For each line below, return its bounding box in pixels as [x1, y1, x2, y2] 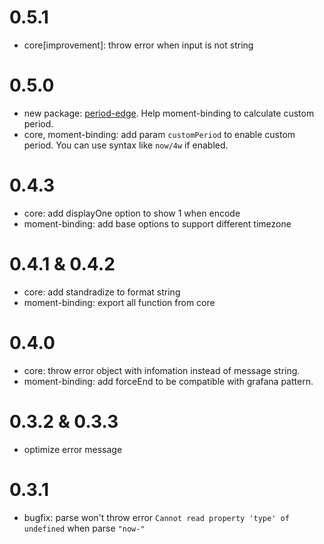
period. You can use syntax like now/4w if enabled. [23, 139, 229, 151]
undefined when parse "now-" [23, 522, 146, 534]
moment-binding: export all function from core [23, 296, 216, 308]
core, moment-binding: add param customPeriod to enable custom [23, 128, 296, 140]
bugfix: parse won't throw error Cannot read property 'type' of [23, 511, 290, 523]
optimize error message [23, 443, 123, 455]
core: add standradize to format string [23, 286, 181, 298]
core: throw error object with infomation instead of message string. [23, 364, 301, 376]
